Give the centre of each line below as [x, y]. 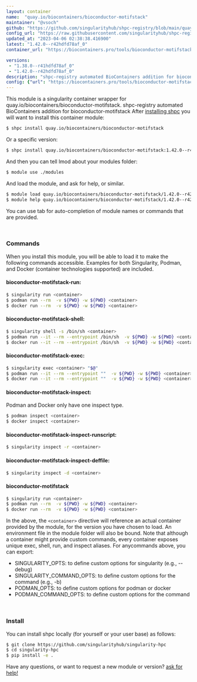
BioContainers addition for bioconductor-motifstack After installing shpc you [98, 112]
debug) [23, 569]
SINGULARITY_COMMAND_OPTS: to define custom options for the [95, 576]
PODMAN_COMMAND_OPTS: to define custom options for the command [102, 595]
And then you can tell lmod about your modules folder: [72, 161]
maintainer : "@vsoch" [33, 22]
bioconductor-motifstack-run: [44, 282]
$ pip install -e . [30, 656]
